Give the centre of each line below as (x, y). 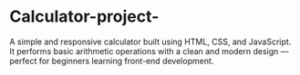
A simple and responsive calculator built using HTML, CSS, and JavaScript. (150, 42)
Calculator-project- (84, 17)
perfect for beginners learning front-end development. (112, 61)
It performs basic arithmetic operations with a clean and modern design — (149, 51)
